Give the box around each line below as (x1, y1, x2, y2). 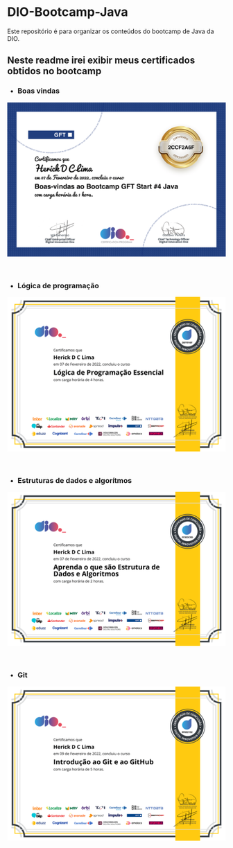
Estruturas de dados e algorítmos (17, 475, 132, 485)
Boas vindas (17, 86, 60, 96)
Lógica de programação (17, 281, 99, 290)
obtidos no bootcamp (7, 65, 102, 77)
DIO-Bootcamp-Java (7, 4, 128, 20)
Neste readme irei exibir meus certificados (7, 55, 196, 67)
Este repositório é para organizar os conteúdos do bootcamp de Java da (7, 27, 214, 35)
